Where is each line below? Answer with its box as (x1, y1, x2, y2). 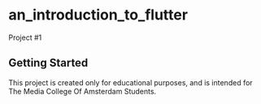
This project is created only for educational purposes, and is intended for (8, 77, 254, 87)
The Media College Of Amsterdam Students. (8, 86, 157, 96)
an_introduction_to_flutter (8, 6, 189, 24)
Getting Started (8, 56, 89, 70)
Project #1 (8, 32, 42, 42)
